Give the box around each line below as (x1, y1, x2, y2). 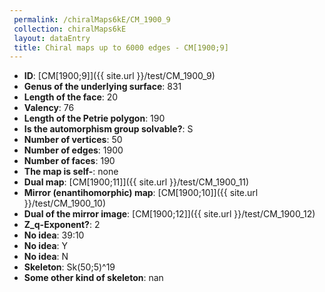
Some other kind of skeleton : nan (23, 272, 164, 284)
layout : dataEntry (13, 33, 91, 43)
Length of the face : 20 (23, 91, 119, 103)
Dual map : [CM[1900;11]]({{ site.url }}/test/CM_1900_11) (23, 176, 250, 188)
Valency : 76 (23, 102, 75, 114)
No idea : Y (23, 240, 69, 252)
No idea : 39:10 (23, 229, 85, 241)
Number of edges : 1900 (23, 144, 124, 156)
